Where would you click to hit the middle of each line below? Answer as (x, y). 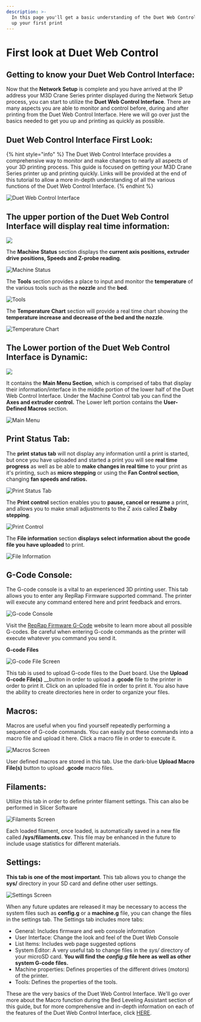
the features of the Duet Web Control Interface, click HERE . (79, 1012)
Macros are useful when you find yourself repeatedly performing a (88, 726)
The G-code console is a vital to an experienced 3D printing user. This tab (97, 589)
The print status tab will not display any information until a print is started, (98, 453)
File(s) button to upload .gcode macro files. (60, 768)
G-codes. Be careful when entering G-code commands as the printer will (96, 632)
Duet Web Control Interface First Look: (80, 140)
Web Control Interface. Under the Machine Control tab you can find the (94, 395)
